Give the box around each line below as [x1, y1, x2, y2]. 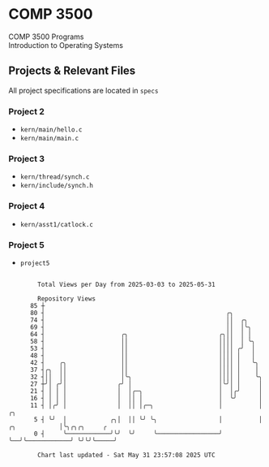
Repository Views [37, 294, 96, 303]
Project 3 [8, 153, 45, 164]
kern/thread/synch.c [19, 173, 90, 181]
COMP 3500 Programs [8, 32, 84, 41]
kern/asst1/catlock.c [19, 220, 93, 228]
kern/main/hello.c [19, 126, 83, 134]
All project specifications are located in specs [8, 85, 159, 95]
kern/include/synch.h [19, 182, 93, 190]
